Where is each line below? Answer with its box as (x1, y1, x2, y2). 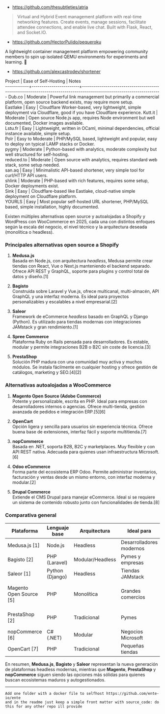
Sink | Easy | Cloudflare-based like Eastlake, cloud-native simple (5, 188, 136, 194)
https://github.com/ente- (106, 691, 160, 696)
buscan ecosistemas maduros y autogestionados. (5, 677, 106, 682)
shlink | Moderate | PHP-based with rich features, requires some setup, (5, 178, 149, 183)
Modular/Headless (73, 556, 116, 563)
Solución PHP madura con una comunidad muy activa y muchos (12, 359, 142, 365)
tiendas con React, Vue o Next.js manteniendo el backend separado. (12, 263, 151, 269)
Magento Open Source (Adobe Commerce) (12, 393, 102, 399)
